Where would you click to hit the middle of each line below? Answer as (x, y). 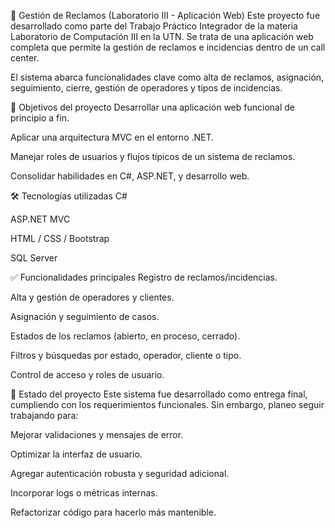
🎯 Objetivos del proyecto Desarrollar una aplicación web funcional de (152, 107)
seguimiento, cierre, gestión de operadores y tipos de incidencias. (146, 88)
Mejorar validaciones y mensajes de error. (97, 434)
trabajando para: (44, 415)
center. (25, 58)
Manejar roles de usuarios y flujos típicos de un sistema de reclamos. (153, 156)
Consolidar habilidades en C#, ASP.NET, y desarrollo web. (130, 176)
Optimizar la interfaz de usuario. (76, 454)
